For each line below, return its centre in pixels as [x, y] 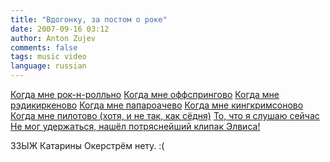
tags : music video [48, 57]
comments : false [44, 47]
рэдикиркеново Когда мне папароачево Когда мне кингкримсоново [157, 105]
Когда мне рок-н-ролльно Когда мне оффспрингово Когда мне [145, 94]
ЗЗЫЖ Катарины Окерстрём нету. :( [87, 145]
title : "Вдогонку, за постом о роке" [89, 19]
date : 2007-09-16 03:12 [60, 29]
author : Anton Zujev [53, 38]
